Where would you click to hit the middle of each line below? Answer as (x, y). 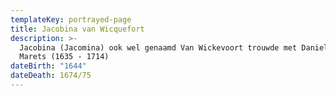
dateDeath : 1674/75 (51, 76)
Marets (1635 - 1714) (64, 57)
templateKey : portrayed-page (71, 19)
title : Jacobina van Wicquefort (77, 29)
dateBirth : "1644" (48, 66)
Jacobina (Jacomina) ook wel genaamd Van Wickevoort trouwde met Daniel (174, 47)
